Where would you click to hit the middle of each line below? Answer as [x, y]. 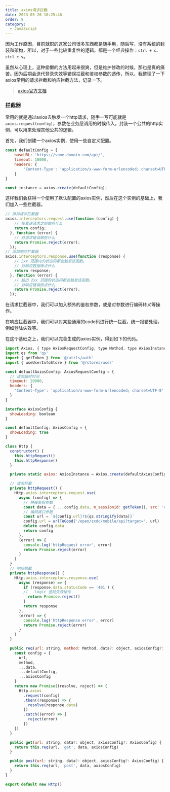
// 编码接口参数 [38, 512]
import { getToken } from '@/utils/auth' [50, 358]
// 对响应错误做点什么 [35, 285]
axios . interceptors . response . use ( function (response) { [65, 257]
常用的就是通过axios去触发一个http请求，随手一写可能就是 [66, 117]
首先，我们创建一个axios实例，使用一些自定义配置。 [59, 141]
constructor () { [27, 451]
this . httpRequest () [35, 456]
